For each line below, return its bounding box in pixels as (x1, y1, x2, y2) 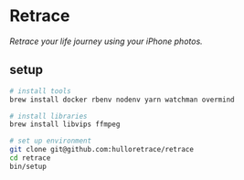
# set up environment (9, 136, 92, 146)
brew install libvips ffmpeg (9, 120, 121, 129)
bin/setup (9, 162, 48, 171)
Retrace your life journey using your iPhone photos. (9, 36, 203, 47)
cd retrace (9, 154, 51, 163)
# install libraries (9, 111, 89, 121)
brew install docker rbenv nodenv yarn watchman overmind (9, 95, 235, 104)
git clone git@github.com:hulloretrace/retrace (9, 145, 195, 154)
